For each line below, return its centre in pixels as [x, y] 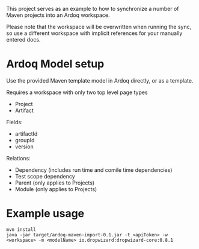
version [24, 147]
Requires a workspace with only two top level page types [77, 92]
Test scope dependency [45, 176]
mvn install [21, 229]
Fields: [14, 122]
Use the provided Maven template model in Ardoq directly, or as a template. [100, 80]
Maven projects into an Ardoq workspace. [58, 15]
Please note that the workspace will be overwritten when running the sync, [99, 27]
